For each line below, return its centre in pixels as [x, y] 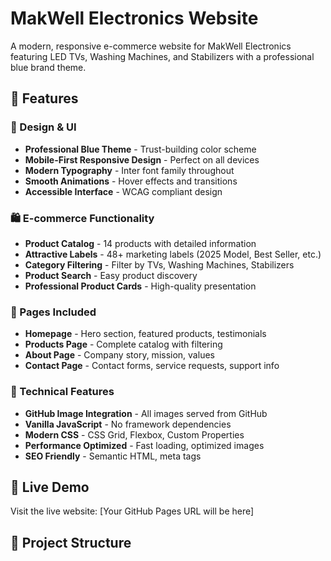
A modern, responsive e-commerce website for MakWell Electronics [151, 46]
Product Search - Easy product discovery [111, 275]
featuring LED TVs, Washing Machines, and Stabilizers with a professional [162, 56]
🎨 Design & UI [43, 127]
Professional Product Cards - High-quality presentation [140, 286]
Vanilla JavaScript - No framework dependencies [128, 424]
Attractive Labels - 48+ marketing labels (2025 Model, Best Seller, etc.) [173, 254]
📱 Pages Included [53, 312]
